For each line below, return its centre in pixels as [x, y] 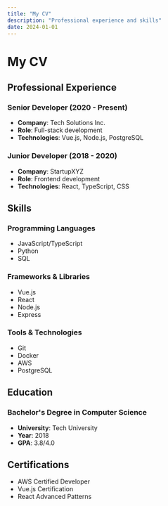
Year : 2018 [33, 435]
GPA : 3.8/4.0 [36, 443]
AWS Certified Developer [54, 481]
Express [29, 314]
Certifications [38, 465]
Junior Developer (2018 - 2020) [62, 156]
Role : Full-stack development [60, 130]
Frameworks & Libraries [49, 277]
